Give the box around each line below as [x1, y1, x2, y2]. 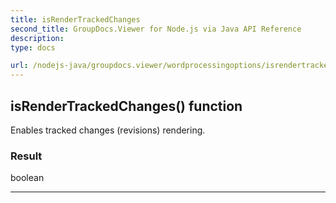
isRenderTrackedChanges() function [10, 97, 243, 115]
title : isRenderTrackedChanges [10, 14, 141, 25]
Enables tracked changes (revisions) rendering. [10, 124, 206, 136]
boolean [10, 172, 45, 184]
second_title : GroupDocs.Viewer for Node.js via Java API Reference [10, 24, 302, 34]
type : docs [10, 42, 56, 53]
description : [10, 33, 65, 43]
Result [10, 149, 43, 163]
